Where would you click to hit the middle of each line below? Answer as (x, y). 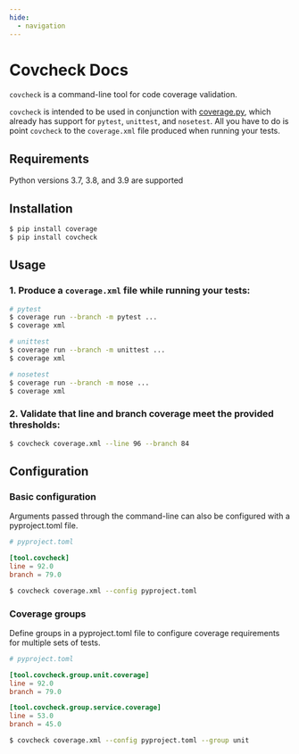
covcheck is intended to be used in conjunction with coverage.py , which (140, 112)
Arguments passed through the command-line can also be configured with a (149, 516)
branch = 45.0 (36, 725)
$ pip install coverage (54, 229)
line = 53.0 (31, 716)
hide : (19, 17)
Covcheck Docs (69, 70)
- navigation (42, 26)
